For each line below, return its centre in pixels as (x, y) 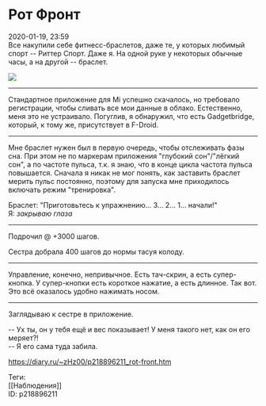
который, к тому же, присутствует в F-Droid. (84, 124)
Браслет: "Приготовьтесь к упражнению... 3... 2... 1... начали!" (113, 205)
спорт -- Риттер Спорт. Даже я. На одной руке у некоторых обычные (125, 53)
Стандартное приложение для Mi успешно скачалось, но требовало (124, 99)
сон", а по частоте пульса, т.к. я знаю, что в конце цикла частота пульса (131, 164)
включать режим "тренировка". (62, 190)
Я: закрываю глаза (40, 213)
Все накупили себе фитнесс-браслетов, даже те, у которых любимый (127, 44)
